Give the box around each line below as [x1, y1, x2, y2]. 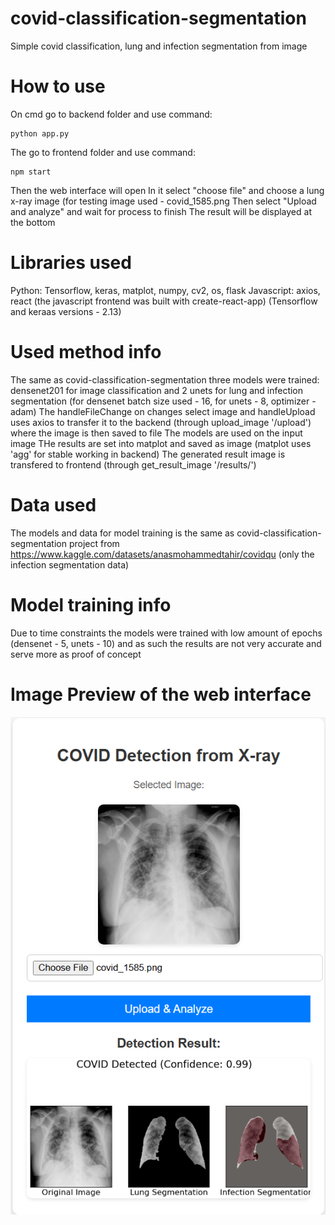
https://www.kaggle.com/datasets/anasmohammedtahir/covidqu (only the [10, 548, 315, 560]
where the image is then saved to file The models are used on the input [10, 427, 303, 439]
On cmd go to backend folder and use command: [10, 108, 213, 120]
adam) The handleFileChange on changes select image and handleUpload [10, 405, 316, 417]
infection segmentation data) [10, 558, 130, 571]
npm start [10, 167, 52, 177]
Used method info [10, 341, 162, 363]
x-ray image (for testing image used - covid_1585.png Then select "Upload [10, 195, 317, 207]
